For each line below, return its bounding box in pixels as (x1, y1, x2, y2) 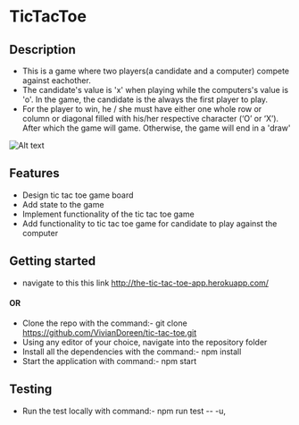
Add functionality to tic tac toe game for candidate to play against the (21, 217, 278, 229)
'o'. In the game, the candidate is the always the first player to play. (21, 94, 269, 105)
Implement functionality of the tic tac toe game (21, 208, 195, 219)
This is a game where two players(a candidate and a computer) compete (21, 65, 290, 76)
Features (9, 166, 60, 181)
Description (9, 42, 76, 57)
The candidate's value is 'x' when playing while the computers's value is (21, 85, 288, 95)
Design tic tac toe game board (21, 190, 134, 200)
